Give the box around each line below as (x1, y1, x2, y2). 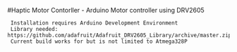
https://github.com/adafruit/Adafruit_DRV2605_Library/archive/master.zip (7, 32, 232, 39)
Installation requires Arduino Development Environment (10, 20, 178, 27)
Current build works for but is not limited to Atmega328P (10, 38, 188, 45)
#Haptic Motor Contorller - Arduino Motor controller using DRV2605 (7, 6, 205, 14)
